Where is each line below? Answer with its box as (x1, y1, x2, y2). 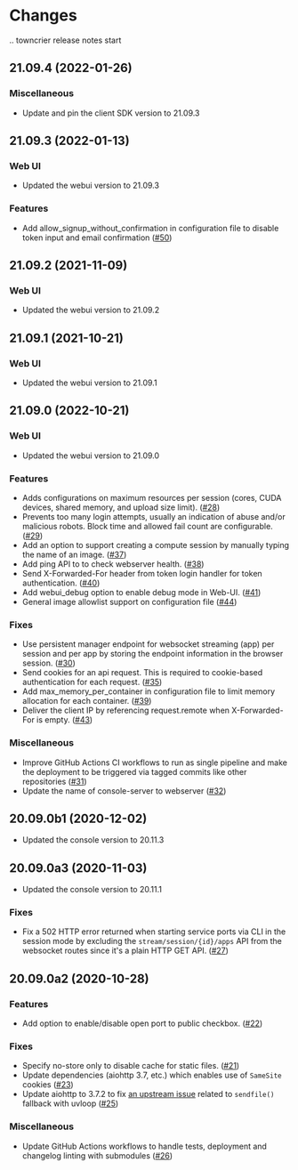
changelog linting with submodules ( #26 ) (21, 1150, 173, 1161)
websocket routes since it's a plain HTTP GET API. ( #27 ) (21, 945, 230, 956)
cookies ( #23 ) (21, 1079, 74, 1090)
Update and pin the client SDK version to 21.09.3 (21, 108, 200, 118)
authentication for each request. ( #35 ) (21, 677, 163, 688)
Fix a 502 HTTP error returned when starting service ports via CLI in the (21, 926, 286, 937)
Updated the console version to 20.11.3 (21, 835, 165, 845)
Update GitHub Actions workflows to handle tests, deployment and (21, 1141, 267, 1151)
